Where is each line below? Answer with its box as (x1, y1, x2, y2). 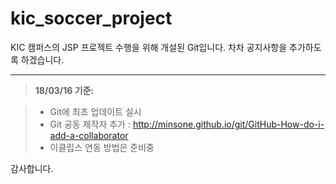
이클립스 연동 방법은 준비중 (49, 141, 155, 153)
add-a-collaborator (49, 129, 129, 141)
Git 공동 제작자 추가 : (49, 118, 131, 130)
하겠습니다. (20, 53, 65, 66)
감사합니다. (10, 162, 54, 174)
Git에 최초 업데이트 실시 (49, 105, 142, 117)
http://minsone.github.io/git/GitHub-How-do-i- (132, 118, 325, 130)
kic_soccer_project (10, 7, 173, 30)
